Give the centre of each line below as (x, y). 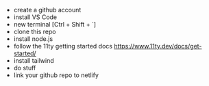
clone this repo (35, 31)
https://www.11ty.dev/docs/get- (158, 46)
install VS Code (35, 17)
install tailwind (34, 60)
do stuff (25, 68)
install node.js (33, 39)
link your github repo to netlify (56, 75)
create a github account (47, 10)
